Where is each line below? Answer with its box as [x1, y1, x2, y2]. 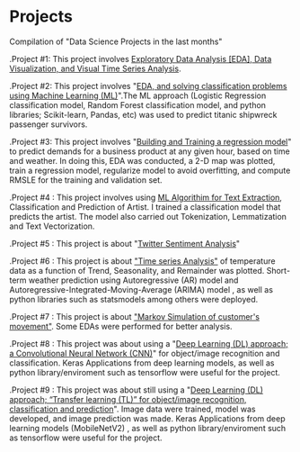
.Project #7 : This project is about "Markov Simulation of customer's [9, 311, 260, 321]
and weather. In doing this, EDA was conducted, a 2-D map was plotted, [9, 155, 276, 166]
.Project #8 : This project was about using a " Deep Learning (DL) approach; [9, 338, 289, 348]
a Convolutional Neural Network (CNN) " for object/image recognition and [9, 348, 280, 358]
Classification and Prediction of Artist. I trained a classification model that [9, 201, 281, 212]
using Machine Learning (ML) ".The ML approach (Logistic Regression [9, 90, 267, 101]
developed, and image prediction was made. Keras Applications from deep [9, 412, 286, 424]
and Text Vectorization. [9, 221, 95, 231]
